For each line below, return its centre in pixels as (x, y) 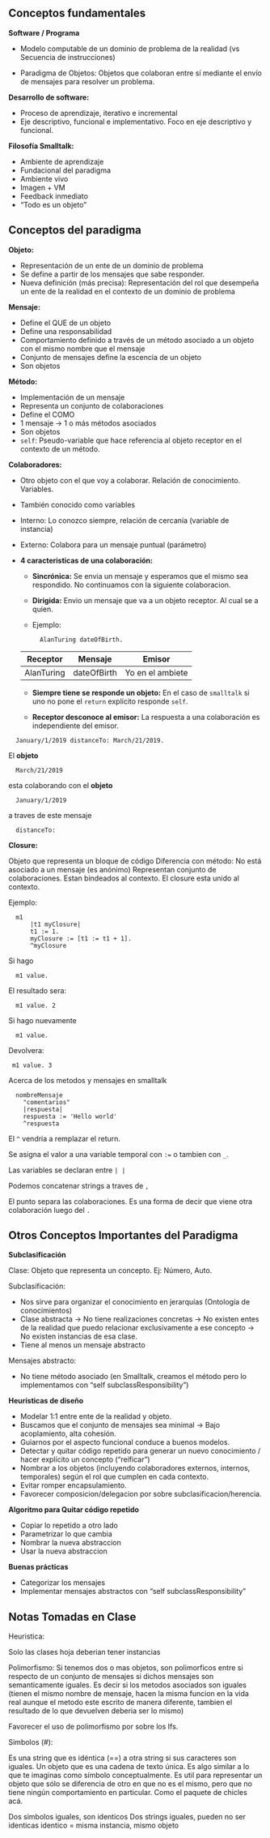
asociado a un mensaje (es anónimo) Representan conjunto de (112, 869)
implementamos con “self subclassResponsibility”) (104, 1385)
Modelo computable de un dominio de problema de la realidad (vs (130, 49)
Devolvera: (26, 1050)
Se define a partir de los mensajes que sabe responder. (112, 274)
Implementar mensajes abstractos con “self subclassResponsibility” (133, 1592)
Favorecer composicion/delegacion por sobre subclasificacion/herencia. (141, 1494)
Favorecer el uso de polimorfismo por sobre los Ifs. (93, 1727)
